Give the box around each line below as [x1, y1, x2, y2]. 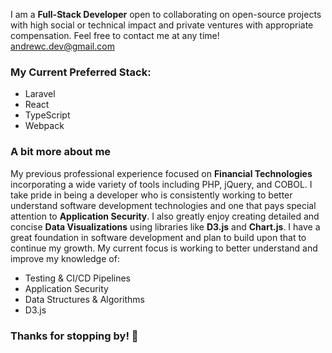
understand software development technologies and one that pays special [10, 199, 317, 211]
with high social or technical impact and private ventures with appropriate [10, 19, 314, 31]
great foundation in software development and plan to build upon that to [10, 231, 307, 243]
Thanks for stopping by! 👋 [10, 329, 139, 343]
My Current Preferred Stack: [10, 65, 152, 79]
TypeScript [24, 109, 71, 121]
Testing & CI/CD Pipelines [24, 272, 131, 284]
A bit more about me [10, 145, 112, 159]
